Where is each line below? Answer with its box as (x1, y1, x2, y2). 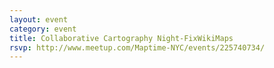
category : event (9, 24, 77, 34)
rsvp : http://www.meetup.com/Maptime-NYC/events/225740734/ (9, 42, 266, 53)
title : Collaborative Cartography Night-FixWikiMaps (9, 33, 234, 43)
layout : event (9, 14, 69, 25)
